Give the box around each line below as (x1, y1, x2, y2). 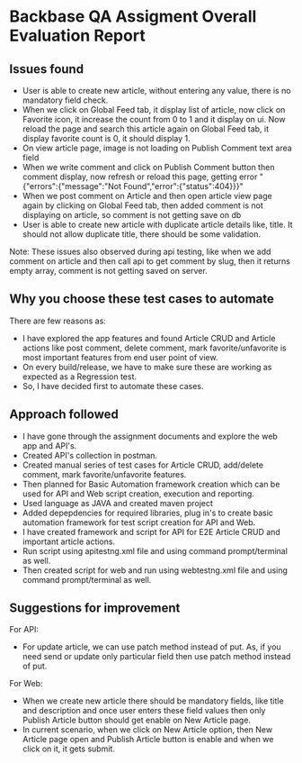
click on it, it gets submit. (22, 743, 115, 754)
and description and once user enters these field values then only (22, 705, 266, 716)
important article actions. (22, 536, 115, 547)
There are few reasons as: (9, 315, 106, 326)
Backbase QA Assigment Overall (9, 6, 257, 27)
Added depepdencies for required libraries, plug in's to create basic (22, 507, 274, 518)
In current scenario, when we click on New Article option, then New (22, 724, 272, 735)
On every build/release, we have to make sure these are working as (22, 361, 272, 372)
